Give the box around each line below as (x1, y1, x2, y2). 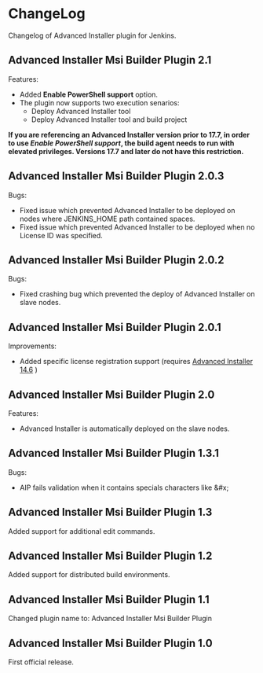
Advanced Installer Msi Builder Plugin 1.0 (8, 636, 214, 649)
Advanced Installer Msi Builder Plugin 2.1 (8, 53, 212, 67)
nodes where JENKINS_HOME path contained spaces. (19, 214, 195, 223)
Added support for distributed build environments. (8, 570, 170, 579)
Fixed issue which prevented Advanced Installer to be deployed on (19, 205, 236, 215)
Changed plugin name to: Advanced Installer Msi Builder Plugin (8, 614, 212, 623)
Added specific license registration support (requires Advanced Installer (19, 357, 254, 366)
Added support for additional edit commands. (8, 526, 155, 535)
